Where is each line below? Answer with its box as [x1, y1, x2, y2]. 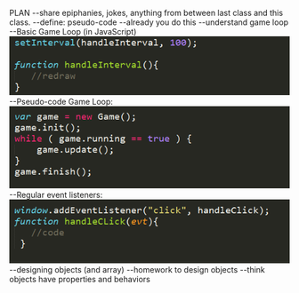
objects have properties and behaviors [9, 274, 151, 285]
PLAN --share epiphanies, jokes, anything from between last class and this [9, 8, 283, 18]
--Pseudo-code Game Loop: [9, 96, 114, 107]
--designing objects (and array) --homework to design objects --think [9, 265, 265, 275]
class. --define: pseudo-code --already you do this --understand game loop [9, 17, 289, 28]
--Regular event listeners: [9, 190, 103, 201]
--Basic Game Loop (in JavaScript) [9, 27, 137, 36]
